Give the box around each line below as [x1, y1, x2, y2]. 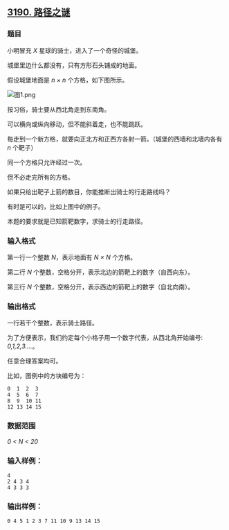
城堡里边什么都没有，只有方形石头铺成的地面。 [7, 61, 140, 69]
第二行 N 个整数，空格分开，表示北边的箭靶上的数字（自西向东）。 [7, 268, 194, 276]
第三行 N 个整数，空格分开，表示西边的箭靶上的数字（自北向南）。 [7, 282, 194, 291]
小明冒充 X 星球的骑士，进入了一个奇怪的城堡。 [7, 46, 143, 54]
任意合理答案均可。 [7, 357, 62, 366]
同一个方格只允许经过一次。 [7, 158, 86, 166]
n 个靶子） [7, 143, 37, 151]
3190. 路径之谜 [7, 6, 71, 19]
